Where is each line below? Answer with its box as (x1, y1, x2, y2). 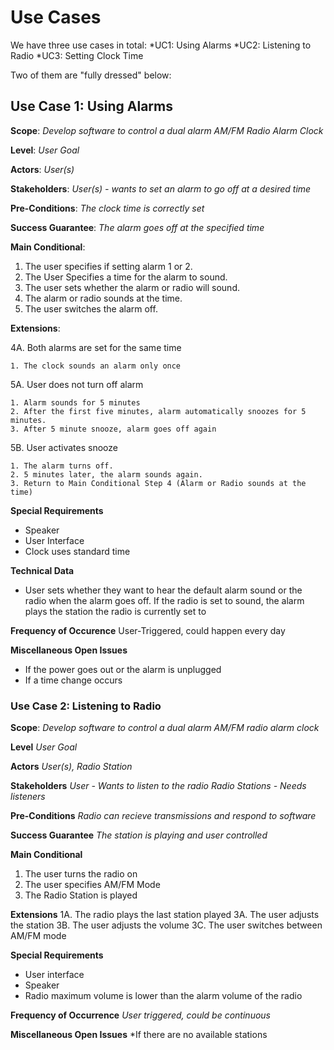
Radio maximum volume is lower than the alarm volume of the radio (24, 990, 303, 1002)
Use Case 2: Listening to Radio (10, 699, 162, 713)
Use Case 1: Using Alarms (10, 98, 173, 115)
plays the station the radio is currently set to (24, 605, 207, 617)
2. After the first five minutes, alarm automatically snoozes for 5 (10, 406, 307, 416)
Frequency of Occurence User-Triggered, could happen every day (10, 624, 286, 636)
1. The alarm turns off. (10, 461, 114, 471)
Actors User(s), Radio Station (10, 761, 133, 773)
